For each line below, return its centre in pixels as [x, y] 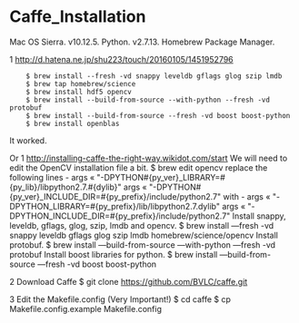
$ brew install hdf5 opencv [79, 92]
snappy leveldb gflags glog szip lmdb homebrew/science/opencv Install [144, 235]
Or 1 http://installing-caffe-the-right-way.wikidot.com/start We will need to [149, 158]
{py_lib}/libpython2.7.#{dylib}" [65, 187]
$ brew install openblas [73, 123]
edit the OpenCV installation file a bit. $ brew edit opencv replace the [139, 167]
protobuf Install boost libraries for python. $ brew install [114, 254]
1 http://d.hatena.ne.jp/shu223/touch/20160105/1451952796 [121, 59]
